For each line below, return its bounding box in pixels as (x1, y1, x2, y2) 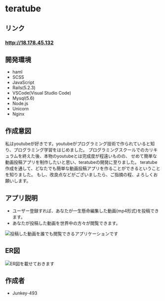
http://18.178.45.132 (5, 39, 54, 46)
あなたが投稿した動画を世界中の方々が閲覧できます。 (12, 220, 121, 226)
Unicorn (12, 106, 29, 112)
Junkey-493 (12, 290, 38, 296)
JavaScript (12, 80, 35, 86)
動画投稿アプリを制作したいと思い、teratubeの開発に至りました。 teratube (5, 159, 158, 165)
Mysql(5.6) (12, 95, 35, 101)
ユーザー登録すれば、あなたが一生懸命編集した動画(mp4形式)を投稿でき (12, 207, 159, 213)
